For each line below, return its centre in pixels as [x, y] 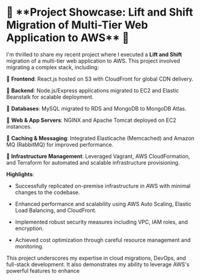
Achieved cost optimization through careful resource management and [103, 240]
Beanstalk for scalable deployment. [50, 97]
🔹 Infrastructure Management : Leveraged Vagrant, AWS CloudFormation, [98, 156]
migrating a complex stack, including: [53, 67]
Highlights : [20, 174]
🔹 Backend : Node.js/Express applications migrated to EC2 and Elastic [93, 90]
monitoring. [29, 246]
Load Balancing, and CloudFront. [56, 210]
